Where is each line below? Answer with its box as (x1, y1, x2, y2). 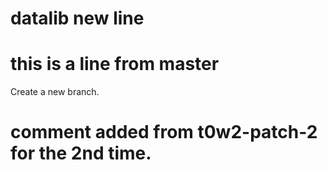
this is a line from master (10, 53, 220, 76)
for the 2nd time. (10, 142, 152, 165)
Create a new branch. (10, 86, 100, 98)
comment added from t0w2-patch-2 (10, 121, 318, 144)
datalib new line (10, 7, 145, 30)
